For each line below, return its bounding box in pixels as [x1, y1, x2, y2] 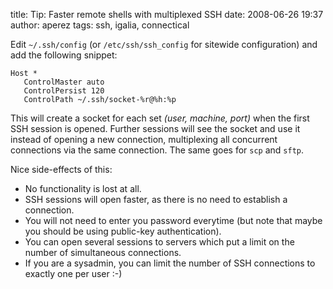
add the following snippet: [10, 49, 118, 61]
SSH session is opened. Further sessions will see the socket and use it [10, 123, 301, 134]
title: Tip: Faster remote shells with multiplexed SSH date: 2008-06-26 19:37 [10, 9, 324, 20]
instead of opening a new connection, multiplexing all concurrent [10, 134, 278, 145]
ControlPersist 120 [23, 86, 105, 96]
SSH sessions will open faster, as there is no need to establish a [24, 194, 288, 205]
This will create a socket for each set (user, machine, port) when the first [10, 112, 310, 124]
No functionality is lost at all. [24, 183, 142, 194]
